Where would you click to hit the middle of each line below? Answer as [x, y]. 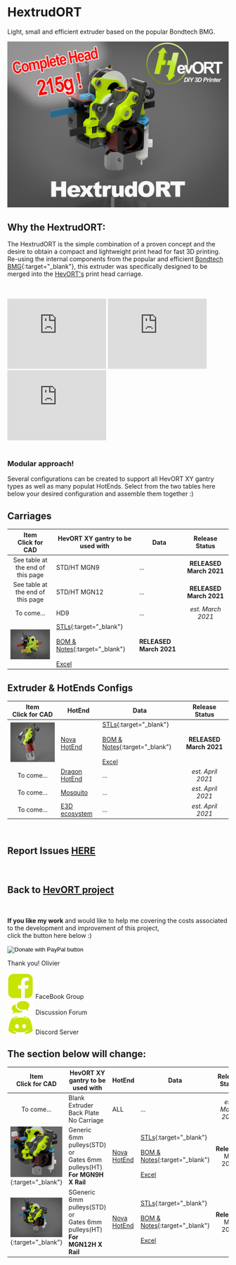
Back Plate [84, 1113]
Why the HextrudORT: [57, 227]
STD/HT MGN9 [78, 567]
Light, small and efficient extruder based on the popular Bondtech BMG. [111, 32]
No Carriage [86, 1120]
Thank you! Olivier [34, 963]
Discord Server [57, 1032]
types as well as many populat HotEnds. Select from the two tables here [111, 486]
